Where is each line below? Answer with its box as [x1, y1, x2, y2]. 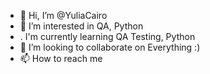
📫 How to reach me [19, 53, 103, 64]
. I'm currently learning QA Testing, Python [19, 31, 196, 42]
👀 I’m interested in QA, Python [19, 20, 144, 32]
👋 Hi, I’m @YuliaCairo [19, 10, 108, 21]
